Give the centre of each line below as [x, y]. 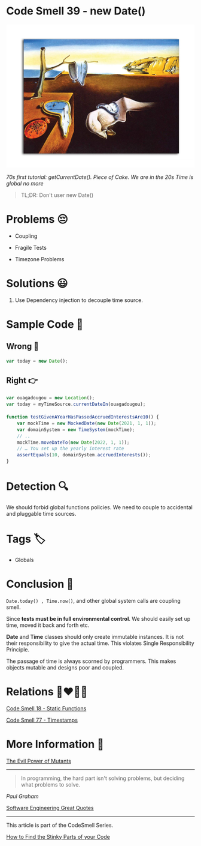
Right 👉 [22, 380]
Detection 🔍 [37, 487]
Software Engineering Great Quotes [50, 808]
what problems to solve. [51, 784]
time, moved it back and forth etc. [48, 625]
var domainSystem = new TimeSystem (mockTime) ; [76, 430]
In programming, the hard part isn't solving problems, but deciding [103, 778]
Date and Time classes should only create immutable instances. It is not [95, 636]
